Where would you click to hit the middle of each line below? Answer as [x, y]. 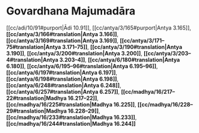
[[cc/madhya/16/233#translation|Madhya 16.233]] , [72, 117]
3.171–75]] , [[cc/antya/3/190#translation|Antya [122, 47]
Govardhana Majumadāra [71, 11]
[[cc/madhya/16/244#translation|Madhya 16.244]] [71, 123]
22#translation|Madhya [37, 98]
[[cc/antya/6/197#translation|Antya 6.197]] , [62, 72]
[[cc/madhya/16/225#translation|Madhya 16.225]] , [71, 104]
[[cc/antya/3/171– [142, 40]
